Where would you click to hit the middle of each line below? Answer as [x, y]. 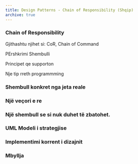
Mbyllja [15, 156]
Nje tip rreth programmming [34, 74]
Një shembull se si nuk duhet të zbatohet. [58, 114]
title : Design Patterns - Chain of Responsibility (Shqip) [70, 10]
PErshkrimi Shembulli [28, 54]
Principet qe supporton [30, 64]
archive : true [20, 15]
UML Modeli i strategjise [36, 128]
